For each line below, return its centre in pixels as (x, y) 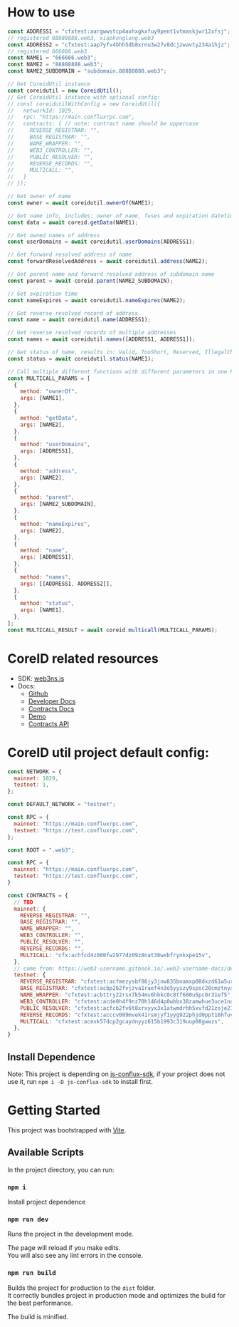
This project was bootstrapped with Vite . (67, 1130)
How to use (41, 12)
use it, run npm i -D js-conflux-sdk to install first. (80, 1081)
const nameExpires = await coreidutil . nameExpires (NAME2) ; (97, 300)
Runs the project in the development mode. (70, 1234)
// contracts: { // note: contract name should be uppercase (103, 124)
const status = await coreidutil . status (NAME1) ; (81, 358)
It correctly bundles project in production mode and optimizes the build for (117, 1295)
